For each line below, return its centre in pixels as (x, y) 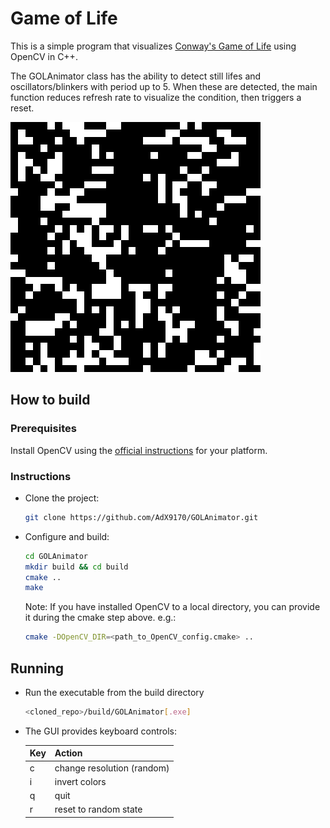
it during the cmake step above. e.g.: (100, 618)
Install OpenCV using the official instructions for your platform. (139, 450)
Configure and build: (67, 536)
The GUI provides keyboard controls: (101, 731)
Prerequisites (43, 429)
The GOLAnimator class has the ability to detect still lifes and (136, 76)
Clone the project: (62, 498)
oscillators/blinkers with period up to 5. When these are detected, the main (164, 86)
